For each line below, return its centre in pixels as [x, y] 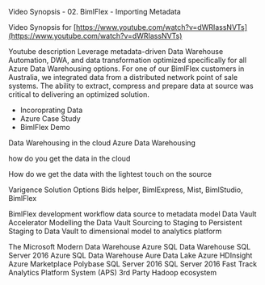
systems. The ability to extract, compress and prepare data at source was [131, 86]
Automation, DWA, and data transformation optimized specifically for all [128, 60]
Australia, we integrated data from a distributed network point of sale [123, 77]
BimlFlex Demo [45, 127]
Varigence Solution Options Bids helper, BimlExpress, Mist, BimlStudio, [126, 190]
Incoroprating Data [51, 110]
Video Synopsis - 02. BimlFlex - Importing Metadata [95, 12]
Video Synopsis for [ [42, 27]
